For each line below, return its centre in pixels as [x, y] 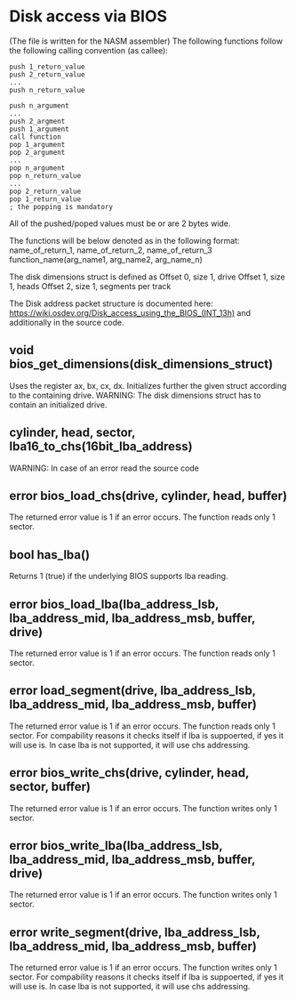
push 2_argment [37, 121]
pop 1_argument [37, 144]
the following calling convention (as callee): [89, 50]
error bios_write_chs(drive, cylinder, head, [129, 773]
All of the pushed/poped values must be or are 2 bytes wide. [120, 223]
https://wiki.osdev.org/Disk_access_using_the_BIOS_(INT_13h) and [130, 312]
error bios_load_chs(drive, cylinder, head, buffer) [148, 496]
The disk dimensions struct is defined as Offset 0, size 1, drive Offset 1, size [148, 277]
